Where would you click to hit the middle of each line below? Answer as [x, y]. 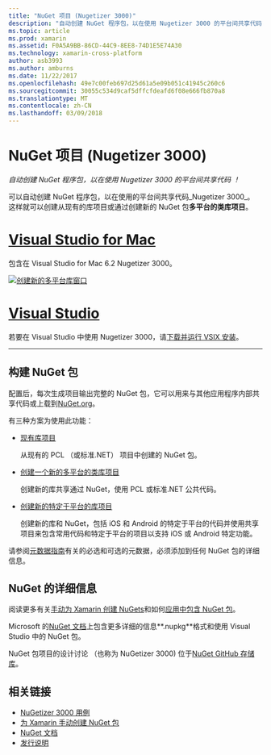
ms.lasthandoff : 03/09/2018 [56, 114]
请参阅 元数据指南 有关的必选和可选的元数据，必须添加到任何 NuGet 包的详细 [134, 550]
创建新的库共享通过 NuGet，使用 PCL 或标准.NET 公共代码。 [120, 489]
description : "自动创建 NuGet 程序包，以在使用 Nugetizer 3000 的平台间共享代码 [135, 23]
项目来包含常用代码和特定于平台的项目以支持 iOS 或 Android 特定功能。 [138, 533]
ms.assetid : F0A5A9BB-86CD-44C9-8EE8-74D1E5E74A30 [95, 46]
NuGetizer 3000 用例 [55, 713]
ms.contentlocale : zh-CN [50, 106]
